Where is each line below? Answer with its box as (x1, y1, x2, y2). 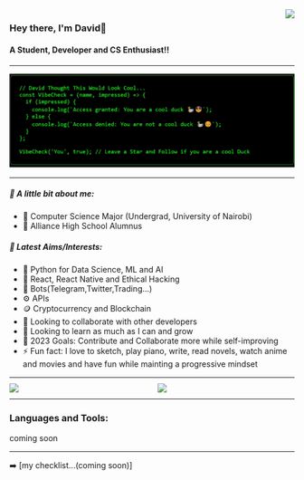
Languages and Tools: (9, 412, 109, 425)
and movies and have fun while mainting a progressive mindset (22, 359, 258, 370)
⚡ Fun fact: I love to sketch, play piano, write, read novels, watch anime (22, 346, 288, 357)
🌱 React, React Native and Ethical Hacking (22, 274, 180, 284)
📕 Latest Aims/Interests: (9, 242, 103, 253)
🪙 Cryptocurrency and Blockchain (22, 303, 152, 314)
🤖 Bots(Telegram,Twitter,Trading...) (22, 283, 153, 294)
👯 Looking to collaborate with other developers (22, 316, 197, 327)
